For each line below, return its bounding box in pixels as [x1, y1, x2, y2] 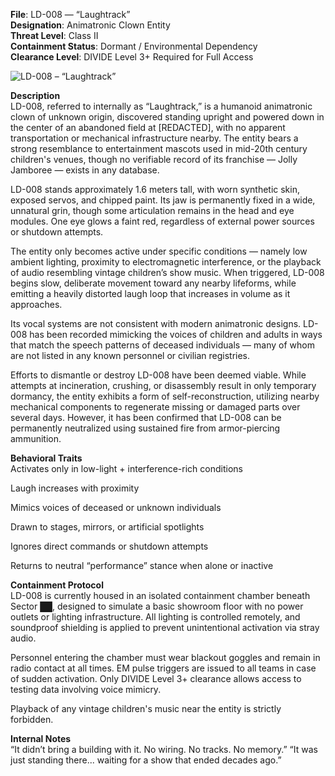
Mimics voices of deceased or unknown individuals [10, 502, 222, 513]
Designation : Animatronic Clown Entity [10, 19, 171, 31]
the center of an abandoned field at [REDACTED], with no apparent [10, 122, 286, 133]
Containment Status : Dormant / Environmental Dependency [10, 40, 258, 52]
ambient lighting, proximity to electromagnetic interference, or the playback [10, 256, 322, 268]
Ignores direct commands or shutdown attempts [10, 540, 209, 552]
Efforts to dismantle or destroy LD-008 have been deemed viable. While [10, 369, 307, 381]
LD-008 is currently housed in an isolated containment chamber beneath [10, 590, 311, 601]
